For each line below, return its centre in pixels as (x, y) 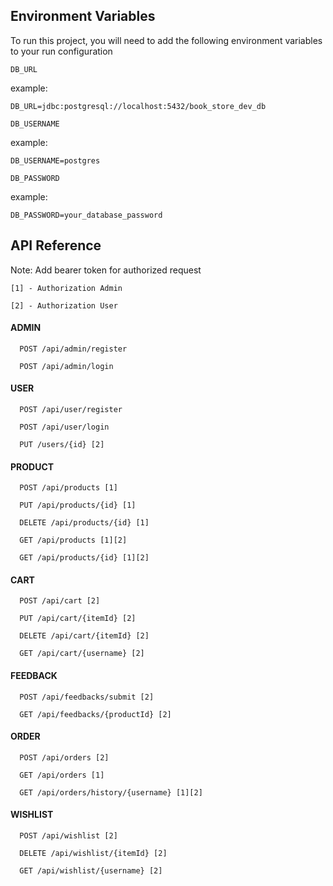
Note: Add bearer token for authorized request (106, 270)
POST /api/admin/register (73, 349)
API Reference (56, 245)
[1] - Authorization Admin (66, 288)
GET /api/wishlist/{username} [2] (91, 871)
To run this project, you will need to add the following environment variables (166, 40)
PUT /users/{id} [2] (62, 445)
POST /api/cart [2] (60, 601)
